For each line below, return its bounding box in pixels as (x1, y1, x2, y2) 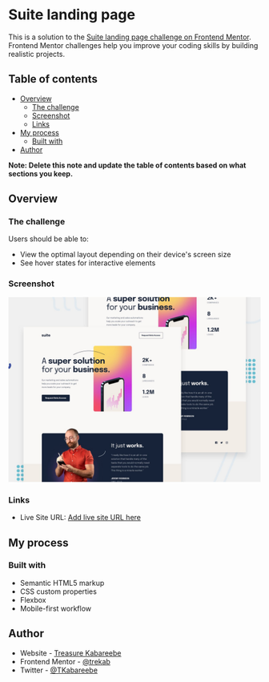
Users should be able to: (8, 234, 90, 244)
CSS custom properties (19, 587, 98, 596)
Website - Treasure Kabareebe (19, 648, 122, 658)
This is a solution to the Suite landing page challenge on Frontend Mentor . (8, 32, 251, 42)
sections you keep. (8, 168, 74, 178)
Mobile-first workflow (19, 603, 92, 613)
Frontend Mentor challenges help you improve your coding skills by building (8, 40, 259, 50)
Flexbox (19, 595, 46, 604)
